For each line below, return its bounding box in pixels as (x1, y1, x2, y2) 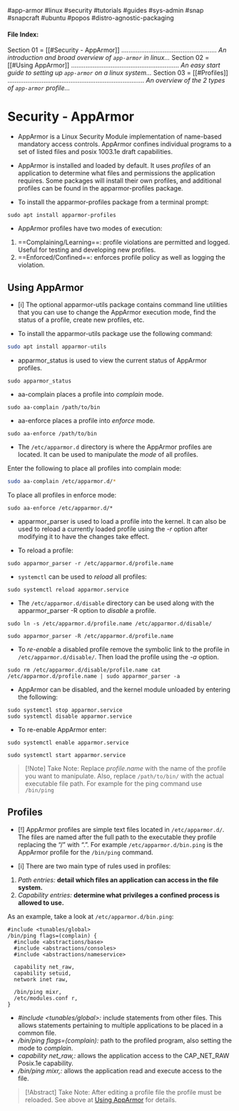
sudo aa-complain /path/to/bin (7, 403, 101, 411)
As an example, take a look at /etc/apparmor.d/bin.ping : (7, 912, 174, 920)
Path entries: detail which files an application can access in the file (17, 876, 219, 884)
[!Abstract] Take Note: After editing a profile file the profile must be (24, 1087, 222, 1096)
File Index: (7, 30, 39, 39)
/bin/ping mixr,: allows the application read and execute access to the (17, 1066, 223, 1075)
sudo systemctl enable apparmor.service (7, 739, 130, 746)
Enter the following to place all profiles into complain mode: (7, 464, 182, 472)
